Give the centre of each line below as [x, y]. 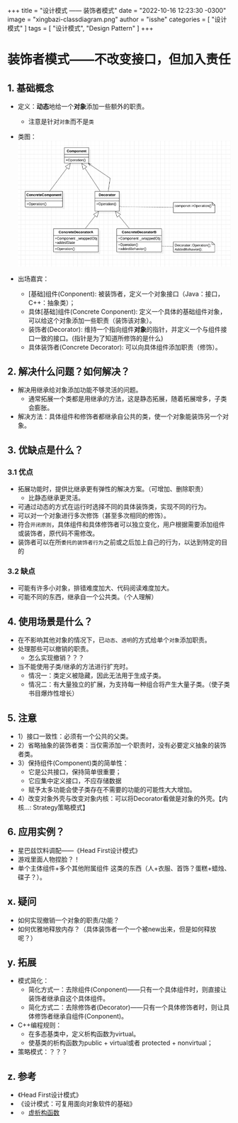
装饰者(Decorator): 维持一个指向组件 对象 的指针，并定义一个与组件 [124, 329]
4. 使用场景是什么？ [50, 622]
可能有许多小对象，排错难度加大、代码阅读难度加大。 [95, 588]
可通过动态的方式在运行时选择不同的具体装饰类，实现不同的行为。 [114, 507]
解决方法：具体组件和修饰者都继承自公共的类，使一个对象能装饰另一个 [120, 417]
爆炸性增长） [59, 693]
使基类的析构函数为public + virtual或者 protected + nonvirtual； [121, 1043]
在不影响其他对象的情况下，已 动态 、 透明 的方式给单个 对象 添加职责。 [114, 640]
